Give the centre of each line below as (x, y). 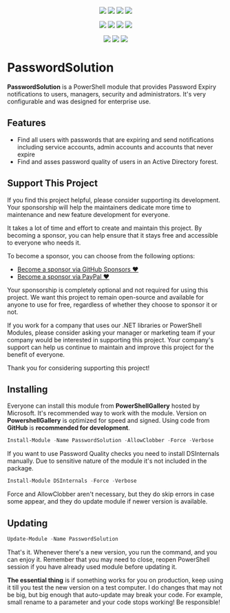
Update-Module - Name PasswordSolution (63, 539)
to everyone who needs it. (44, 242)
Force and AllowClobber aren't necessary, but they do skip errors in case (111, 494)
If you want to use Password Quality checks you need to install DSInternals (113, 454)
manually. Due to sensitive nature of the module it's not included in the (107, 461)
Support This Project (53, 184)
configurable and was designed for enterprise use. (79, 101)
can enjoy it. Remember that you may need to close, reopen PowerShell (108, 559)
